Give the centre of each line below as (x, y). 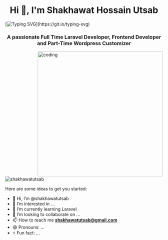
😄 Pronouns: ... (28, 227)
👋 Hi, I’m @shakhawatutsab (40, 198)
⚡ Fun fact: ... (26, 233)
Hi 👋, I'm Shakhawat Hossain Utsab (84, 10)
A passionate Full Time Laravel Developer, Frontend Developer (84, 37)
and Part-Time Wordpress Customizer (84, 43)
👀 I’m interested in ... (33, 204)
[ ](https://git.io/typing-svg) (47, 24)
